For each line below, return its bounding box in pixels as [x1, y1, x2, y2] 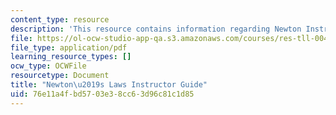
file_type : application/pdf [10, 42, 128, 53]
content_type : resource [10, 14, 110, 25]
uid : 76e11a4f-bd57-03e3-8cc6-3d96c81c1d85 [10, 89, 195, 99]
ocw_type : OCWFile [10, 61, 87, 71]
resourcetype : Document [10, 71, 110, 81]
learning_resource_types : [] [10, 52, 132, 62]
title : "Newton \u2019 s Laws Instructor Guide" [10, 80, 208, 90]
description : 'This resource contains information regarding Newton [10, 24, 302, 34]
